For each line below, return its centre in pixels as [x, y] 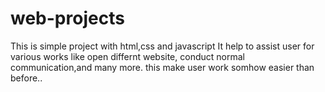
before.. [26, 78]
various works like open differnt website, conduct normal [127, 56]
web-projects [67, 18]
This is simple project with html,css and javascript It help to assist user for [162, 46]
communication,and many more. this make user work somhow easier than [162, 67]
